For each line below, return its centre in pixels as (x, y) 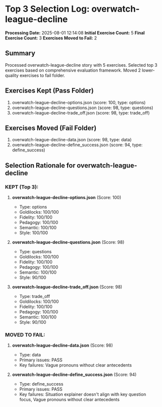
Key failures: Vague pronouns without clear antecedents (76, 365)
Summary (20, 53)
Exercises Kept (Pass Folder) (49, 91)
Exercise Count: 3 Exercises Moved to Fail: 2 (51, 38)
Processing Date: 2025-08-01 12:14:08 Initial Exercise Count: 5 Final (75, 33)
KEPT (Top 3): (22, 187)
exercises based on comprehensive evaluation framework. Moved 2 (73, 70)
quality (12, 75)
